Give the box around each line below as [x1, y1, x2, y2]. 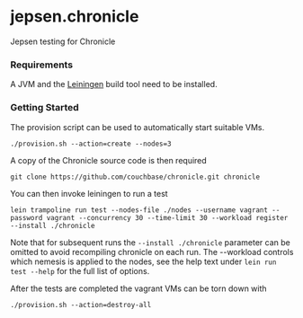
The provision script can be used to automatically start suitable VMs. [10, 121, 265, 132]
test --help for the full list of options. [10, 265, 150, 276]
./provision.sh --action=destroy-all [10, 300, 152, 309]
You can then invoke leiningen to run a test [10, 188, 169, 199]
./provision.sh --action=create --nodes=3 [10, 139, 172, 148]
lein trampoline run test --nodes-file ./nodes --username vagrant [10, 205, 269, 215]
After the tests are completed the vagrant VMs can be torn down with [10, 283, 268, 294]
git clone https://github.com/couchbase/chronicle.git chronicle [10, 172, 260, 181]
